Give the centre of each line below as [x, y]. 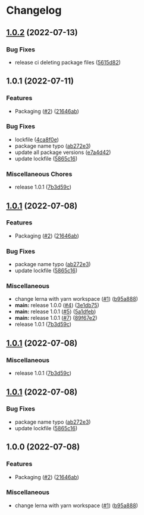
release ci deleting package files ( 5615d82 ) [68, 62]
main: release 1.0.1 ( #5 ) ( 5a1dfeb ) [55, 312]
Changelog [34, 10]
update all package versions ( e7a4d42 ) [63, 152]
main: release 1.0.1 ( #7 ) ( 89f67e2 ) [56, 318]
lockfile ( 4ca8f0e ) [37, 139]
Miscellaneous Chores [39, 174]
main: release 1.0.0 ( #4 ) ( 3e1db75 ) [57, 306]
